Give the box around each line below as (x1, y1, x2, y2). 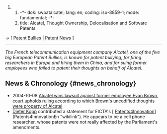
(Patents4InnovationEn (12, 114, 59, 120)
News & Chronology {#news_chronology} (5, 79, 137, 88)
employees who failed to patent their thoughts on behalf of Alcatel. (5, 65, 143, 71)
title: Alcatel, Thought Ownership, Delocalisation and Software (19, 20, 148, 26)
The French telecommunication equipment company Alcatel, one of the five (5, 49, 160, 55)
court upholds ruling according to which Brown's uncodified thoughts (12, 98, 155, 104)
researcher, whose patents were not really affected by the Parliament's (12, 119, 158, 125)
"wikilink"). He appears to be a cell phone (60, 114, 145, 120)
